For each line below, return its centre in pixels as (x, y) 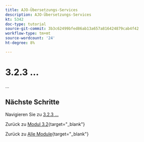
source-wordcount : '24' (30, 38)
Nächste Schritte (32, 102)
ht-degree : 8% (20, 43)
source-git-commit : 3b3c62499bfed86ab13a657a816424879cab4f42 (72, 29)
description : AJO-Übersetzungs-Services (49, 15)
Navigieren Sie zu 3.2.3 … (32, 114)
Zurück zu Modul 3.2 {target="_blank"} (45, 124)
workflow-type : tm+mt (28, 33)
